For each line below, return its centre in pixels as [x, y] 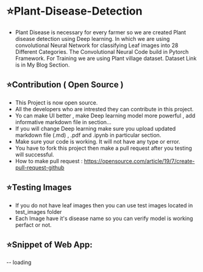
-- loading [19, 262]
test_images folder [38, 211]
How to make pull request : [49, 161]
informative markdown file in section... [63, 122]
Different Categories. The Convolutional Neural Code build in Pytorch [102, 51]
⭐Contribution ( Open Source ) [65, 85]
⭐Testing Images [39, 187]
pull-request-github [40, 167]
